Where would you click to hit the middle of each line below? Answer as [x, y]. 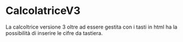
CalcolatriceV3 [43, 11]
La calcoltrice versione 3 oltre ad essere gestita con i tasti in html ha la [91, 27]
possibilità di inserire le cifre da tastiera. [54, 33]
